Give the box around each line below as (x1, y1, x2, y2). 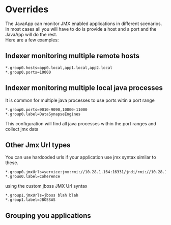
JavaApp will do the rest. (5, 31, 58, 37)
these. (5, 160, 19, 166)
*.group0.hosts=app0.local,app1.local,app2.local (5, 65, 113, 70)
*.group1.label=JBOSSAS (5, 197, 56, 202)
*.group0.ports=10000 (5, 70, 51, 75)
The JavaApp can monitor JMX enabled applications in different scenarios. (5, 20, 162, 27)
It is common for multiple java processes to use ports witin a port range (5, 97, 155, 103)
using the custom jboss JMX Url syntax (5, 183, 88, 189)
